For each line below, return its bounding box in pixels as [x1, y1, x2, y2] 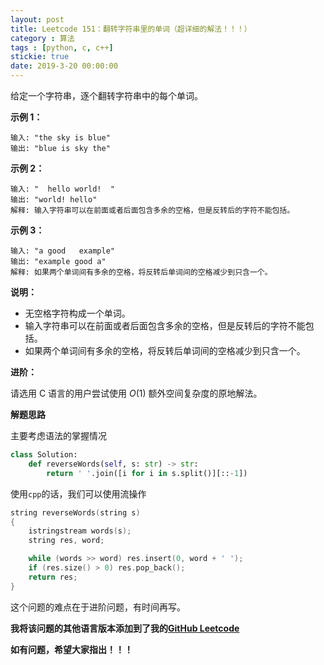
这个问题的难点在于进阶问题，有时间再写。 [10, 601, 186, 613]
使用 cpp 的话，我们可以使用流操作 [10, 487, 147, 500]
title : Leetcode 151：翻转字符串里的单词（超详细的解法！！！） [10, 24, 252, 34]
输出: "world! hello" [10, 195, 98, 205]
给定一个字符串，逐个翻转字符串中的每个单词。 [10, 90, 203, 101]
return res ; [28, 572, 78, 582]
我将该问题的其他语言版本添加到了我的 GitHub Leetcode [10, 622, 240, 634]
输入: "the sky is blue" [10, 133, 111, 143]
